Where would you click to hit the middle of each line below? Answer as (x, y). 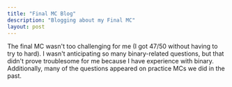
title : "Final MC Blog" (42, 14)
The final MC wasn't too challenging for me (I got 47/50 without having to (113, 47)
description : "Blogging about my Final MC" (71, 20)
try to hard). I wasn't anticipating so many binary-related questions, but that (116, 54)
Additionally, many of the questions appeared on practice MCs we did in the (116, 69)
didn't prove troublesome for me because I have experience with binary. (111, 61)
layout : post (26, 26)
